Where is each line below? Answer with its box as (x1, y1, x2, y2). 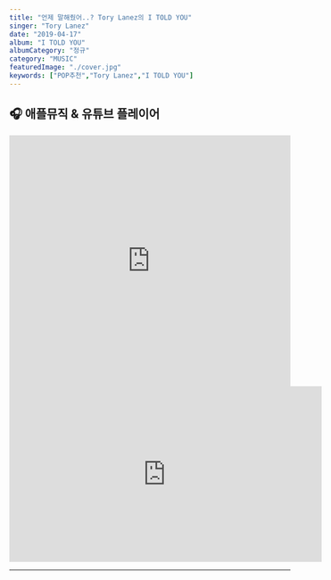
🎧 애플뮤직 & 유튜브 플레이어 (9, 106, 161, 121)
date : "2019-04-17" (9, 29, 82, 38)
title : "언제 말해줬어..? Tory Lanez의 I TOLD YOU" (9, 12, 193, 22)
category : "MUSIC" (9, 54, 78, 63)
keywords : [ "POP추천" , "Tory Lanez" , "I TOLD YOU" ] (9, 71, 194, 80)
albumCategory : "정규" (9, 46, 90, 55)
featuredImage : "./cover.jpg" (9, 63, 122, 72)
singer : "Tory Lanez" (9, 21, 90, 30)
